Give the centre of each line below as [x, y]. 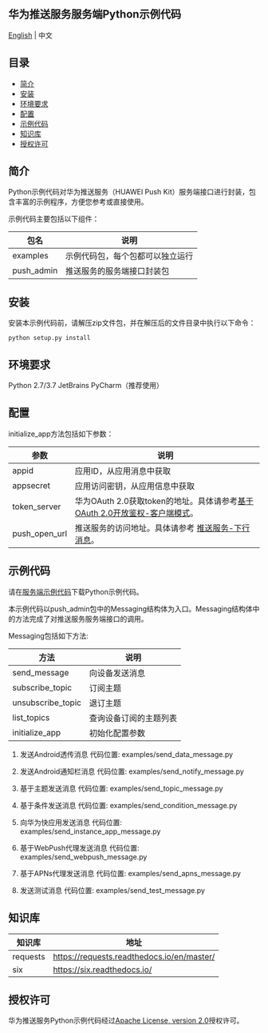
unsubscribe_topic [47, 703]
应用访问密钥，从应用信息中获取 [135, 486]
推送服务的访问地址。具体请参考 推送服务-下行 [162, 528]
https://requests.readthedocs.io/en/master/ [134, 956]
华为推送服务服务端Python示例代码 [95, 14]
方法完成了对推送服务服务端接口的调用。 [81, 619]
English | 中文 [31, 35]
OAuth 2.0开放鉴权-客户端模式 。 [136, 513]
